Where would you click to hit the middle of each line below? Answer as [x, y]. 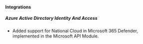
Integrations [18, 7]
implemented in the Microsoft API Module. [56, 36]
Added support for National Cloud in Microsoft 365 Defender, [75, 31]
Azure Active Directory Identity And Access [51, 18]
